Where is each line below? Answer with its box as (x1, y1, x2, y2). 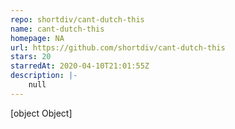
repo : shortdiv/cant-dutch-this (10, 14, 145, 25)
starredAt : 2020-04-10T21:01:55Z (10, 61, 150, 71)
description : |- (10, 71, 78, 81)
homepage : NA (10, 33, 65, 43)
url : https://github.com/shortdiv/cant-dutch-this (10, 42, 226, 53)
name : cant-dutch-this (10, 24, 105, 34)
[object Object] (10, 107, 73, 119)
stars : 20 (10, 52, 52, 62)
